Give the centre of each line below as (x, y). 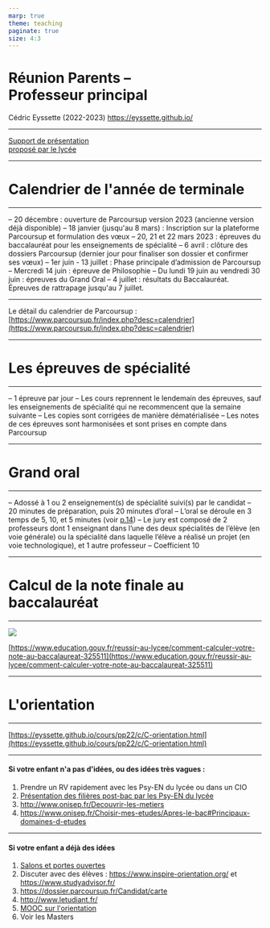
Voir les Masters (47, 917)
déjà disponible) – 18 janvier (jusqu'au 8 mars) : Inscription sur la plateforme (134, 228)
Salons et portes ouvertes (63, 866)
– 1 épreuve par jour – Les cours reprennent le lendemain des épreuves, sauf (135, 398)
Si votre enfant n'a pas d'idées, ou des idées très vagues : (107, 769)
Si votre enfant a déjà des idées (62, 847)
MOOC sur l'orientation (58, 909)
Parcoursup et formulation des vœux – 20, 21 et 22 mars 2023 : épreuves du (135, 237)
